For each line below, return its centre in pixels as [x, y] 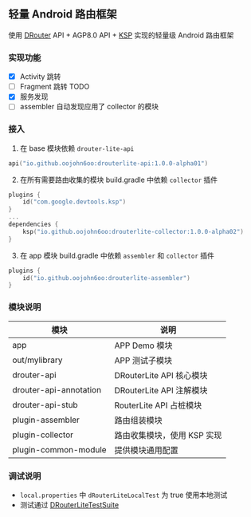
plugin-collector [43, 435]
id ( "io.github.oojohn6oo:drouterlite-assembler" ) [107, 278]
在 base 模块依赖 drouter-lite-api [77, 148]
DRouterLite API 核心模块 [161, 375]
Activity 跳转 [40, 77]
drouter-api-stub [45, 405]
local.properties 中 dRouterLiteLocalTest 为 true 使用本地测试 [124, 495]
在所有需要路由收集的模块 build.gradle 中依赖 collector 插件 [119, 180]
